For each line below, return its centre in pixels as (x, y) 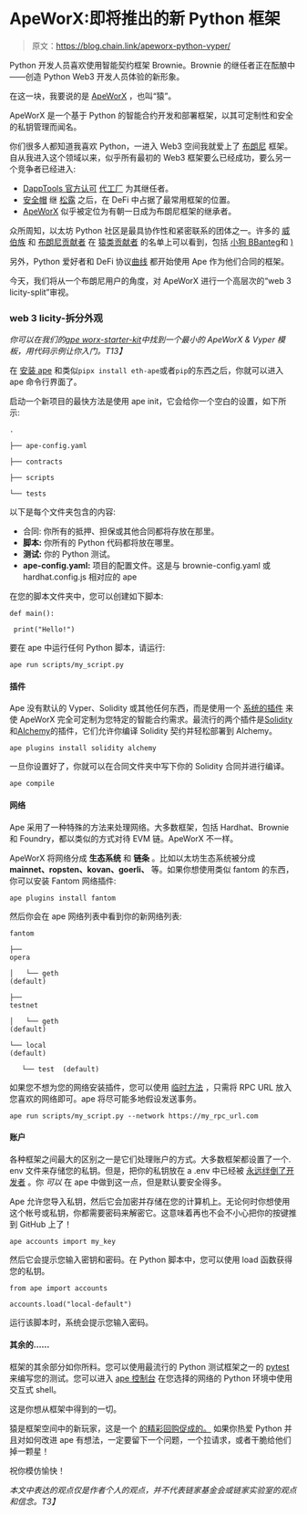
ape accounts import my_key (63, 1241)
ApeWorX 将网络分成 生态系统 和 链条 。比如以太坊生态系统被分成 (133, 858)
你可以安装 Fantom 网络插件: (63, 881)
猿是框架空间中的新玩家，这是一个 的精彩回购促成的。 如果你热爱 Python (146, 1428)
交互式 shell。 (36, 1390)
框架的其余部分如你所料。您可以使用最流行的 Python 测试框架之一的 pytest (149, 1367)
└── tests (28, 494)
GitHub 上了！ (46, 1224)
